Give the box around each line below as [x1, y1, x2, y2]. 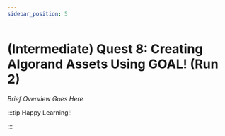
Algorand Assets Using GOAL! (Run [7, 56, 219, 72]
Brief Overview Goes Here [7, 94, 83, 103]
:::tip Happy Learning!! [7, 108, 72, 117]
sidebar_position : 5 [7, 10, 69, 18]
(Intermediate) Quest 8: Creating [7, 40, 203, 57]
